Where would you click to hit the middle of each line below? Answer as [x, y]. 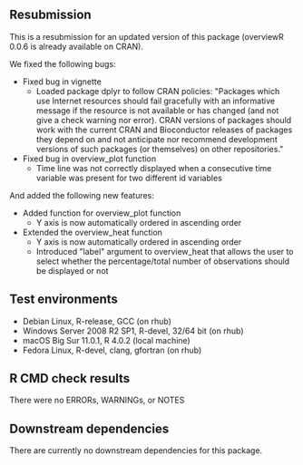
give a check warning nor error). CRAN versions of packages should [164, 120]
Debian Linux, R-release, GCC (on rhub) [97, 321]
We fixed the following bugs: [63, 63]
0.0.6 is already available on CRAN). [76, 46]
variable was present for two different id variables [129, 178]
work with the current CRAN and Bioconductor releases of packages [164, 130]
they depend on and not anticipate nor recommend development [157, 139]
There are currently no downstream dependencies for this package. [136, 450]
